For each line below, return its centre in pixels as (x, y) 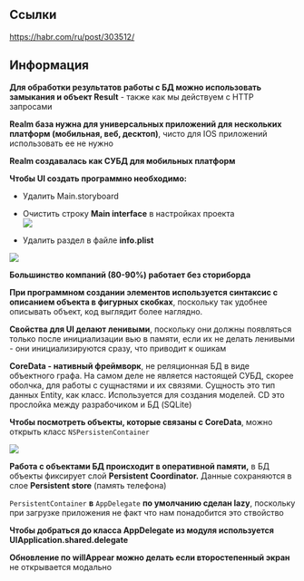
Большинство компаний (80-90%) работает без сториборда (130, 275)
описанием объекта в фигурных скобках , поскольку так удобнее (138, 302)
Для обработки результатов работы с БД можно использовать (135, 87)
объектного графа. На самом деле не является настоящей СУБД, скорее (152, 375)
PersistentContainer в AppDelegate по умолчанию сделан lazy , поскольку (152, 503)
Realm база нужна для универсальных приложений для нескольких (146, 124)
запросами (31, 106)
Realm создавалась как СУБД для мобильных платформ (123, 160)
